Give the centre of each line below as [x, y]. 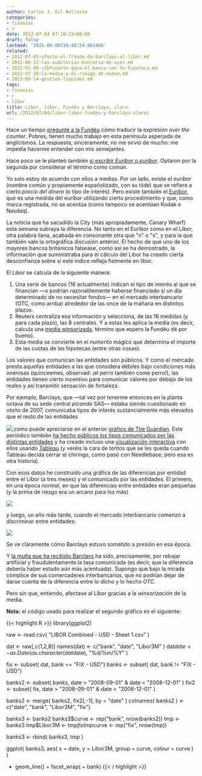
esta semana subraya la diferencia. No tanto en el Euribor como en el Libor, [99, 229]
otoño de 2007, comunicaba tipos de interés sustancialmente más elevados [100, 410]
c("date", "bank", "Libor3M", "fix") [49, 707]
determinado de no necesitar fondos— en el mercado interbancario [99, 297]
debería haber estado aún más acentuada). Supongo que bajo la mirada [96, 569]
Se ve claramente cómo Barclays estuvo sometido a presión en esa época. [99, 544]
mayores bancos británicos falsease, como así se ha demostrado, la [91, 248]
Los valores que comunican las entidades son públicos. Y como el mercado [100, 360]
